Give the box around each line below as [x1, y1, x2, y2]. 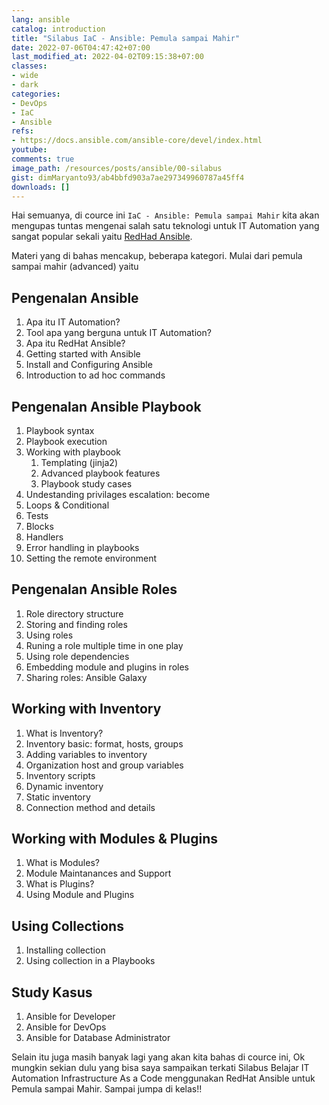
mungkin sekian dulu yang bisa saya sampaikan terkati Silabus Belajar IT [11, 1062, 310, 1074]
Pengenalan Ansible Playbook [11, 398, 202, 415]
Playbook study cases [40, 478, 133, 490]
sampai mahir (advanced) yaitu [11, 261, 139, 273]
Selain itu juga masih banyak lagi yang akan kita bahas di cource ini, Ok [11, 1051, 306, 1063]
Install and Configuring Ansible [25, 359, 153, 371]
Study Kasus [11, 984, 93, 1001]
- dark [11, 80, 39, 90]
